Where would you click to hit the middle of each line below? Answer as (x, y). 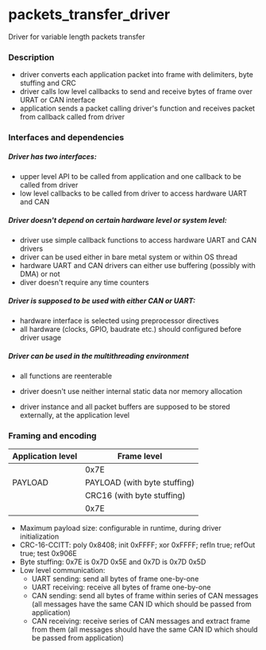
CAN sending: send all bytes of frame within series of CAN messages (145, 596)
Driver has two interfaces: (52, 156)
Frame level (140, 457)
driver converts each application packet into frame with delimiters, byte (137, 75)
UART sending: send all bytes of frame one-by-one (115, 579)
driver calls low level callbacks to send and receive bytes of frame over (136, 91)
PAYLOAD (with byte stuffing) (139, 483)
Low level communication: (62, 570)
